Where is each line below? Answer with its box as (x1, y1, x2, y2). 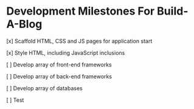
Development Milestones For (6, 4, 155, 18)
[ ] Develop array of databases (6, 84, 83, 92)
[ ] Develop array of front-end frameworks (6, 61, 112, 68)
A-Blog (6, 17, 43, 31)
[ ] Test (6, 96, 24, 104)
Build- (157, 4, 189, 18)
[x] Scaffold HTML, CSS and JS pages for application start (6, 37, 153, 44)
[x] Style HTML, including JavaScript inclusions (6, 49, 125, 56)
